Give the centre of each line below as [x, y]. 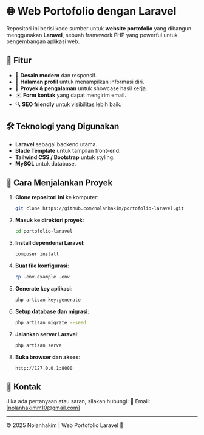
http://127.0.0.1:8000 [44, 368]
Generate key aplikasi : [44, 288]
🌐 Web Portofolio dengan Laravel [91, 11]
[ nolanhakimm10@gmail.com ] [43, 408]
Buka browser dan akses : [48, 357]
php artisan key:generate [48, 300]
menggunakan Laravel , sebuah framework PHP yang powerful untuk [92, 35]
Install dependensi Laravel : [50, 243]
